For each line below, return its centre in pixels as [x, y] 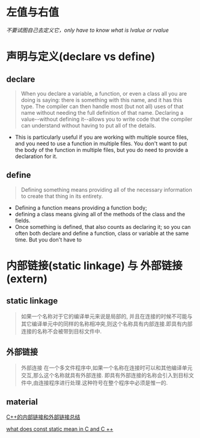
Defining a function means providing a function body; [81, 207]
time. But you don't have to [48, 239]
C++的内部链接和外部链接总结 [43, 417]
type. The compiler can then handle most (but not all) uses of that [102, 106]
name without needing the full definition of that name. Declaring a [102, 112]
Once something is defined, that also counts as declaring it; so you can [103, 227]
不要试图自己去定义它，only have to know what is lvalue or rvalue [88, 30]
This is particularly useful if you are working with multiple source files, [102, 137]
